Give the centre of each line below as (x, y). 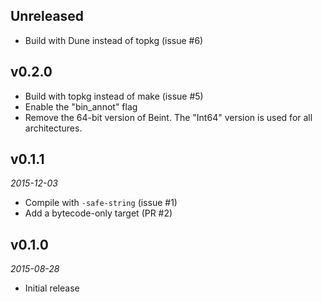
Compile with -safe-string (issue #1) (101, 203)
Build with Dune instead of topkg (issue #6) (114, 40)
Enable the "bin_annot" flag (81, 106)
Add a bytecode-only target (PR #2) (98, 213)
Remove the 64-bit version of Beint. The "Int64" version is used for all (168, 117)
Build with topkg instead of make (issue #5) (114, 96)
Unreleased (47, 16)
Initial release (52, 288)
